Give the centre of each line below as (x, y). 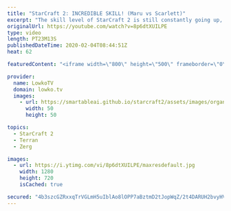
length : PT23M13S (32, 39)
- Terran (26, 140)
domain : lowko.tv (38, 89)
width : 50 (39, 109)
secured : (20, 197)
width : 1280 (36, 172)
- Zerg (23, 146)
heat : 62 (20, 52)
